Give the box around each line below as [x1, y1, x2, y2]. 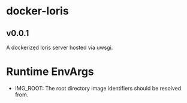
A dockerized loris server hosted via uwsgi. [6, 44, 113, 51]
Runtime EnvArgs [6, 65, 94, 78]
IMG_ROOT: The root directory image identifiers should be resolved [14, 84, 182, 92]
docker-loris [6, 4, 69, 18]
